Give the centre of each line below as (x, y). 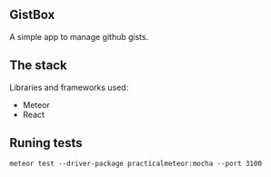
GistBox (32, 15)
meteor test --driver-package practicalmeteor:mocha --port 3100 (135, 164)
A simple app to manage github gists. (79, 36)
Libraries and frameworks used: (69, 87)
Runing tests (46, 143)
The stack (38, 66)
